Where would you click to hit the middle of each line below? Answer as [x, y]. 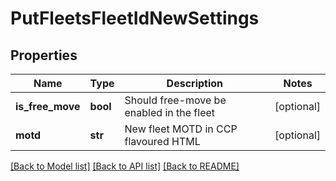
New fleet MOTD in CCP [181, 129]
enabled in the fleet [170, 112]
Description [195, 83]
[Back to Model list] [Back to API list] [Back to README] [125, 166]
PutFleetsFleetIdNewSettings [135, 18]
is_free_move [48, 106]
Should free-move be [175, 100]
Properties [44, 55]
